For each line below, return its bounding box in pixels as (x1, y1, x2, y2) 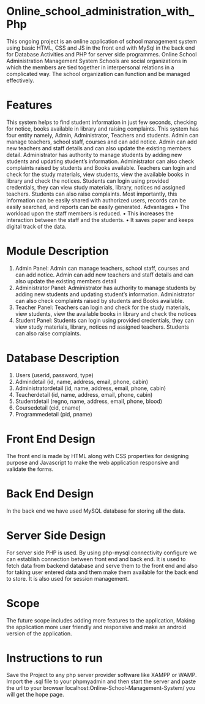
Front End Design (6, 432, 96, 446)
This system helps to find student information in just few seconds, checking (6, 118, 197, 126)
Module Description (6, 244, 109, 258)
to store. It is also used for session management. (6, 575, 129, 582)
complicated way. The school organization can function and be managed (6, 70, 190, 77)
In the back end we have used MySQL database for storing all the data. (6, 507, 185, 515)
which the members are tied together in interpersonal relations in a (6, 63, 174, 71)
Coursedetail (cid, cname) (15, 404, 81, 411)
